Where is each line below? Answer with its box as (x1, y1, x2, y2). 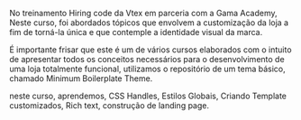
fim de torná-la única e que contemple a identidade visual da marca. (9, 27, 263, 37)
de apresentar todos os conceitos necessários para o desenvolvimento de (9, 54, 286, 64)
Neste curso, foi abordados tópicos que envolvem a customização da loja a (9, 17, 289, 28)
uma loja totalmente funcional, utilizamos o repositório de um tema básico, (9, 63, 286, 74)
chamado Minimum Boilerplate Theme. (9, 73, 153, 84)
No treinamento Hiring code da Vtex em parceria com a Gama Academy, (9, 8, 278, 18)
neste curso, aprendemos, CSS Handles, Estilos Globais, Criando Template (9, 90, 287, 101)
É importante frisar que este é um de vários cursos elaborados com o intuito (9, 44, 292, 55)
